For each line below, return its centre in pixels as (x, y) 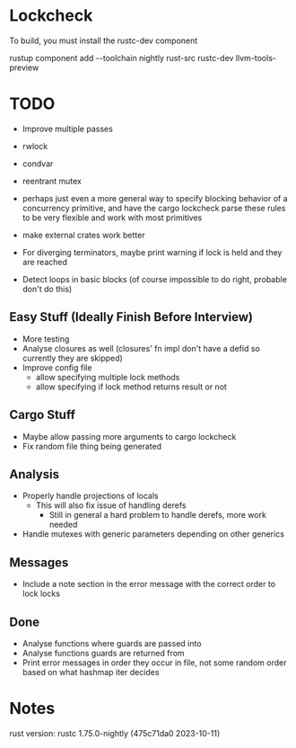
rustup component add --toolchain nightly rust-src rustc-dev (122, 58)
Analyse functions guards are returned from (104, 653)
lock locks (41, 593)
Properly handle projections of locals (90, 496)
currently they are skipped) (72, 358)
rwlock (35, 146)
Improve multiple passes (68, 129)
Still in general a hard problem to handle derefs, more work (158, 515)
